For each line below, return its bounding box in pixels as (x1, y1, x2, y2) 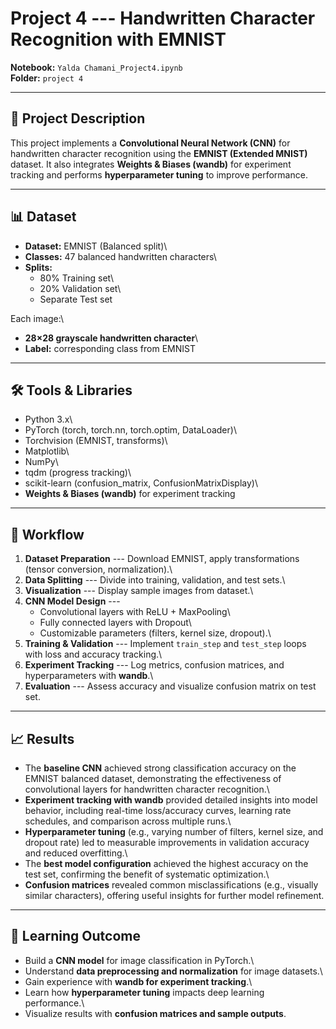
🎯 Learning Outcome (10, 928, 141, 945)
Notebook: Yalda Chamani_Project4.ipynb (10, 61, 183, 73)
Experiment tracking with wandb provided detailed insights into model (24, 794, 318, 806)
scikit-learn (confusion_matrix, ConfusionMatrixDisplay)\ (24, 477, 258, 489)
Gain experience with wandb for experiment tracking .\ (24, 975, 253, 987)
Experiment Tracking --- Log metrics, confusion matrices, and (24, 659, 285, 671)
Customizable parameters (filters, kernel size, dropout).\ (39, 627, 272, 639)
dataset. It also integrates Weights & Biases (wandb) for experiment (10, 158, 292, 170)
